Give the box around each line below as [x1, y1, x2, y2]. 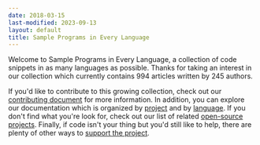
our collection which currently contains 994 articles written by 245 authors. [8, 71, 254, 81]
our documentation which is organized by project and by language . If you [8, 103, 246, 113]
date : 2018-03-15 [8, 11, 65, 20]
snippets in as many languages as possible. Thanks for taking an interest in [8, 63, 252, 73]
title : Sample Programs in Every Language [8, 33, 150, 42]
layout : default [8, 26, 61, 34]
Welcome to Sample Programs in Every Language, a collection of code [8, 55, 237, 64]
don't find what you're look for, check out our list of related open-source [8, 111, 243, 121]
